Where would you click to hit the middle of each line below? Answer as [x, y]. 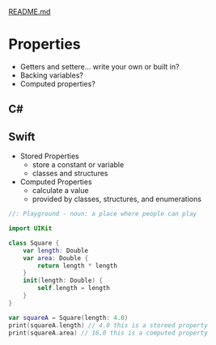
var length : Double [56, 250]
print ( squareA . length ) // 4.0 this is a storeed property [108, 325]
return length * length [77, 266]
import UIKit [30, 229]
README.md [30, 12]
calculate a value [60, 191]
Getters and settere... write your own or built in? [100, 66]
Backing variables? [51, 75]
